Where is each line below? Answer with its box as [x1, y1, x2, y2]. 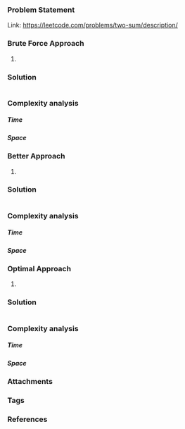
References [7, 414, 48, 424]
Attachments [7, 377, 53, 387]
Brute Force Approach [7, 39, 84, 49]
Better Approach [7, 151, 65, 161]
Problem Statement [7, 5, 75, 15]
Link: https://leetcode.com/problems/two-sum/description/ [7, 21, 178, 30]
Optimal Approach [7, 264, 72, 274]
